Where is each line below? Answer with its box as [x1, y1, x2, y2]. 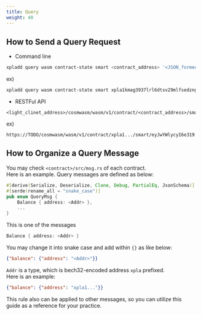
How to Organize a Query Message [6, 148, 139, 159]
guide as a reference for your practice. [6, 302, 102, 309]
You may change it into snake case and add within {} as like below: [6, 244, 173, 251]
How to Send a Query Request [6, 37, 121, 47]
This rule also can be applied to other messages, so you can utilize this [6, 295, 182, 302]
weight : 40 [6, 14, 34, 21]
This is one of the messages [6, 221, 76, 229]
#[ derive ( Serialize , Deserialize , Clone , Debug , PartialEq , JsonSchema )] [6, 182, 195, 188]
